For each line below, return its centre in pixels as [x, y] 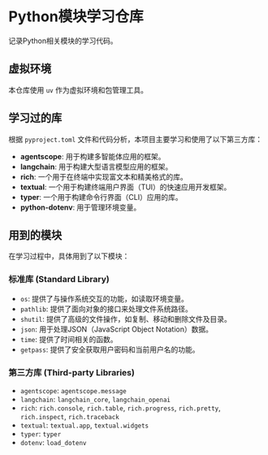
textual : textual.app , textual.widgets [84, 425]
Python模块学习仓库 [76, 17]
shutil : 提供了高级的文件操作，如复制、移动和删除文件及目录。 [125, 318]
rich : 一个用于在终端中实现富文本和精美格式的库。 [104, 176]
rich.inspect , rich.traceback [69, 416]
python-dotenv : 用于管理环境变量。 [80, 207]
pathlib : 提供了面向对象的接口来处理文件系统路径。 [106, 309]
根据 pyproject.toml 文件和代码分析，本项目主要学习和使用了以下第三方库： [136, 139]
